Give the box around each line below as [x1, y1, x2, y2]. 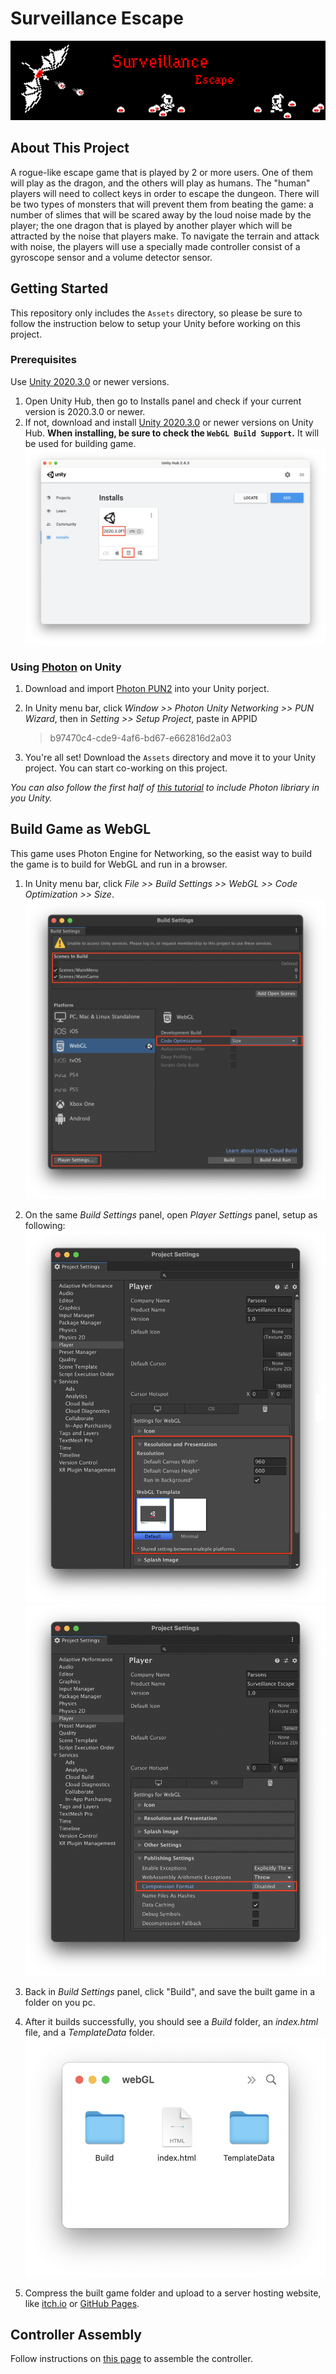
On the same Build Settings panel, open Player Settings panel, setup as [24, 1208, 318, 1221]
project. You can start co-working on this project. [24, 762, 228, 774]
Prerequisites [10, 353, 77, 367]
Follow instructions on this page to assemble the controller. [10, 2353, 253, 2365]
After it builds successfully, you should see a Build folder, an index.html [24, 2016, 319, 2028]
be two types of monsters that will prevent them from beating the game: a [10, 198, 314, 210]
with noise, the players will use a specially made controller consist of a [10, 240, 301, 252]
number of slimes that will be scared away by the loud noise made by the [10, 208, 312, 221]
